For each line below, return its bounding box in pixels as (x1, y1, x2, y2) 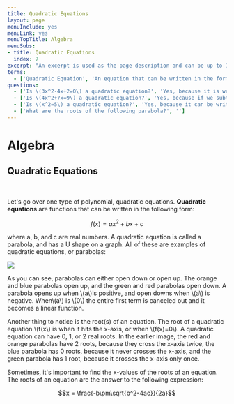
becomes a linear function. (7, 304, 84, 313)
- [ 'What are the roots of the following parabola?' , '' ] (13, 107, 186, 114)
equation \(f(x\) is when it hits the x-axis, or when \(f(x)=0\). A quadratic (7, 325, 214, 334)
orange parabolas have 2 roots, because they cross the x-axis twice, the (7, 340, 215, 348)
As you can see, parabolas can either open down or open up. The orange (7, 274, 217, 283)
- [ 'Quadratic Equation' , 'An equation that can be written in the (13, 75, 214, 82)
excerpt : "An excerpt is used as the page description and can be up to (7, 62, 223, 69)
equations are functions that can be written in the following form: (7, 204, 195, 213)
